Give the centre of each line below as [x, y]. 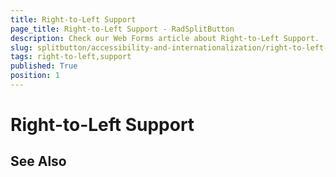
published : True [44, 66]
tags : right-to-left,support [71, 57]
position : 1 [35, 76]
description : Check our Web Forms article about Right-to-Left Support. [165, 38]
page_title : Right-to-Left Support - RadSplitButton [122, 29]
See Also [38, 161]
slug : [21, 47]
